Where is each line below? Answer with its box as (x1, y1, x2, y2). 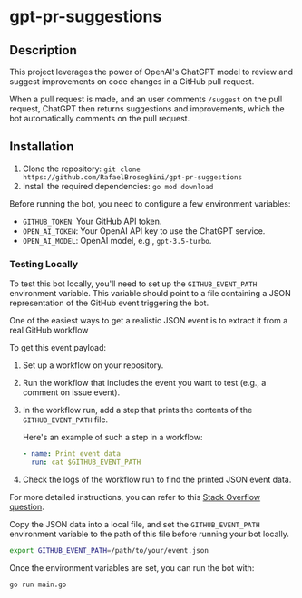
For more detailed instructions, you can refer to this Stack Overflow (9, 491, 261, 502)
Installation (9, 139, 74, 155)
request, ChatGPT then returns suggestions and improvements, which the (9, 103, 285, 114)
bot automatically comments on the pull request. (9, 113, 190, 123)
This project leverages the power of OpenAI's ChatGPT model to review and (9, 66, 293, 77)
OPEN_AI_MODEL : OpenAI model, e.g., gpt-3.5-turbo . (22, 235, 212, 246)
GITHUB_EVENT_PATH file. (22, 414, 109, 425)
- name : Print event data (22, 449, 121, 458)
